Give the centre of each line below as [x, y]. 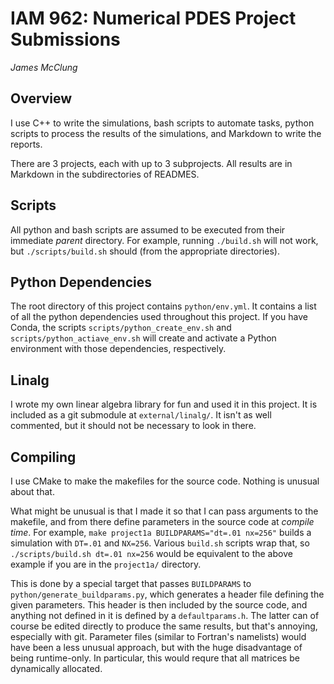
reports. [26, 144]
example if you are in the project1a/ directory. [106, 564]
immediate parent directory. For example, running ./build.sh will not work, [164, 240]
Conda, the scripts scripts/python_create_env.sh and [121, 328]
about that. [32, 491]
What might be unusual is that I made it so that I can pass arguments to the [164, 511]
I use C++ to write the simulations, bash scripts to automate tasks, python [162, 123]
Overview [41, 98]
